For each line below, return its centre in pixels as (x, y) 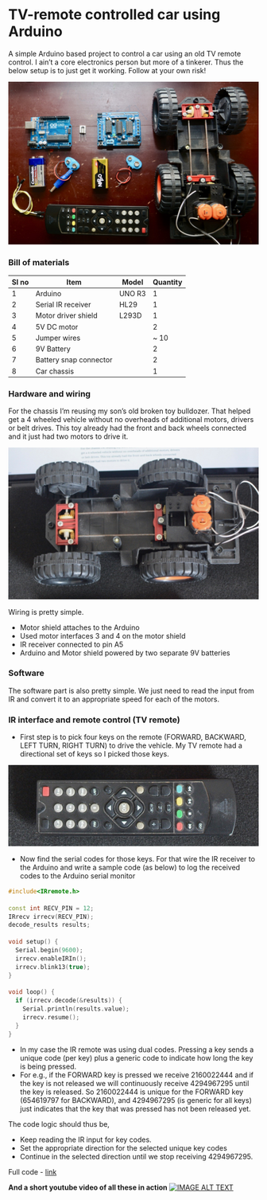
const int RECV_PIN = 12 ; (51, 908)
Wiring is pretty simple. (46, 612)
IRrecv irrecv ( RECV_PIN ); (51, 917)
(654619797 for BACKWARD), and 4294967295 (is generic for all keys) (135, 1100)
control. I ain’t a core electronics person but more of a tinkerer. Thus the (126, 62)
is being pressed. (48, 1066)
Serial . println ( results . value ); (76, 1009)
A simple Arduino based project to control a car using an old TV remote (125, 53)
